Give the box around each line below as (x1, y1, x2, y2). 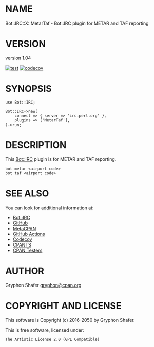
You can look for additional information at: (5, 205, 94, 211)
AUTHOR (5, 265, 45, 277)
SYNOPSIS (5, 83, 52, 95)
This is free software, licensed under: (5, 326, 84, 333)
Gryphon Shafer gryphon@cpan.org (5, 282, 82, 288)
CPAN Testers (12, 247, 43, 253)
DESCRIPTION (5, 139, 67, 151)
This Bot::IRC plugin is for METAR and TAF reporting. (5, 156, 117, 162)
